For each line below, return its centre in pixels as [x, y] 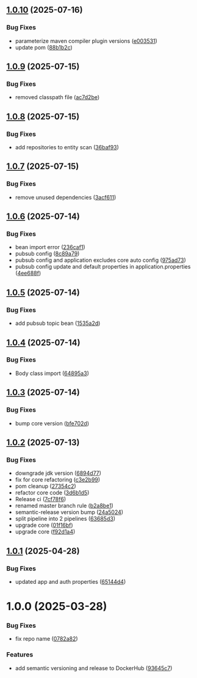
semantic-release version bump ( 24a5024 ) [69, 512]
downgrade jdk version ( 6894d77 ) [58, 473]
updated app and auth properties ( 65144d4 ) [70, 581]
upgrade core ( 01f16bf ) [44, 525]
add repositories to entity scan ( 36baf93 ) [67, 147]
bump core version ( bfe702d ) [52, 423]
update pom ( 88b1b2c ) [44, 47]
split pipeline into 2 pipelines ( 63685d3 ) [65, 519]
